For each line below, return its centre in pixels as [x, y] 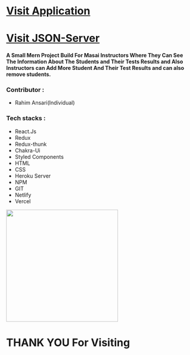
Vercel [23, 201]
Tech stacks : [26, 118]
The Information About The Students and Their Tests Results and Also [95, 62]
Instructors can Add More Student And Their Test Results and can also [95, 68]
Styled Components [39, 157]
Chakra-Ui [27, 150]
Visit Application [48, 11]
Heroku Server [33, 176]
